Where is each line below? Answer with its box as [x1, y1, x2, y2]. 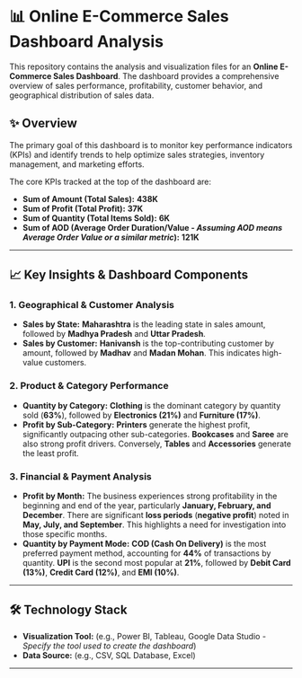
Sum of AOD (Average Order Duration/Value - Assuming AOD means [22, 222, 283, 233]
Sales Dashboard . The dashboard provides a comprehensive [53, 70, 280, 81]
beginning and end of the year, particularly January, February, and [22, 500, 271, 511]
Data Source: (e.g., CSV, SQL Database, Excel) [22, 649, 196, 660]
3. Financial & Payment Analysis [9, 470, 152, 482]
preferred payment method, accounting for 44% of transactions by [22, 548, 271, 559]
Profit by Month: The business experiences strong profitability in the [22, 490, 278, 502]
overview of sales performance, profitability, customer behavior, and [9, 80, 263, 91]
